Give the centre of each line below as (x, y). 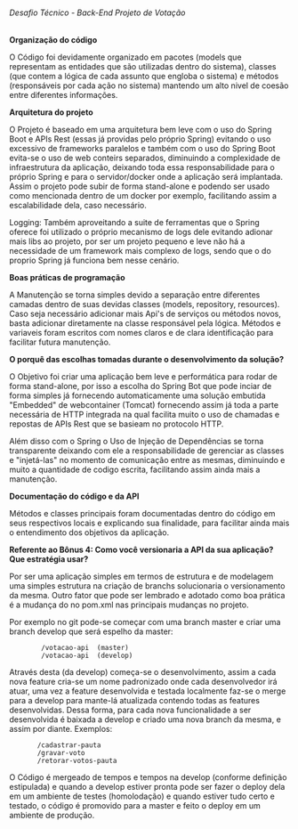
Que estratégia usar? (49, 559)
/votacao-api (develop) (87, 656)
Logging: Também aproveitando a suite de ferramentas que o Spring (134, 223)
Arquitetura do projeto (51, 112)
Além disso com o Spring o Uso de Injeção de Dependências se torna (137, 442)
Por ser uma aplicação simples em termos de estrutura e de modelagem (141, 577)
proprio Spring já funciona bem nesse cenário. (94, 260)
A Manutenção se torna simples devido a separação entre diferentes (135, 295)
